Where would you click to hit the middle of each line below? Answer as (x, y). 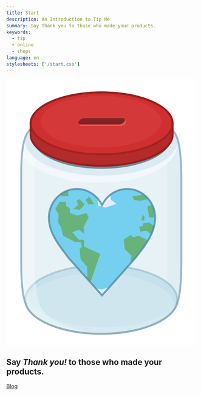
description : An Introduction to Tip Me (58, 19)
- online (23, 45)
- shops (22, 52)
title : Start (23, 13)
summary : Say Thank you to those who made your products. (81, 26)
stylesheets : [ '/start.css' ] (43, 64)
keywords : (19, 32)
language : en (23, 58)
